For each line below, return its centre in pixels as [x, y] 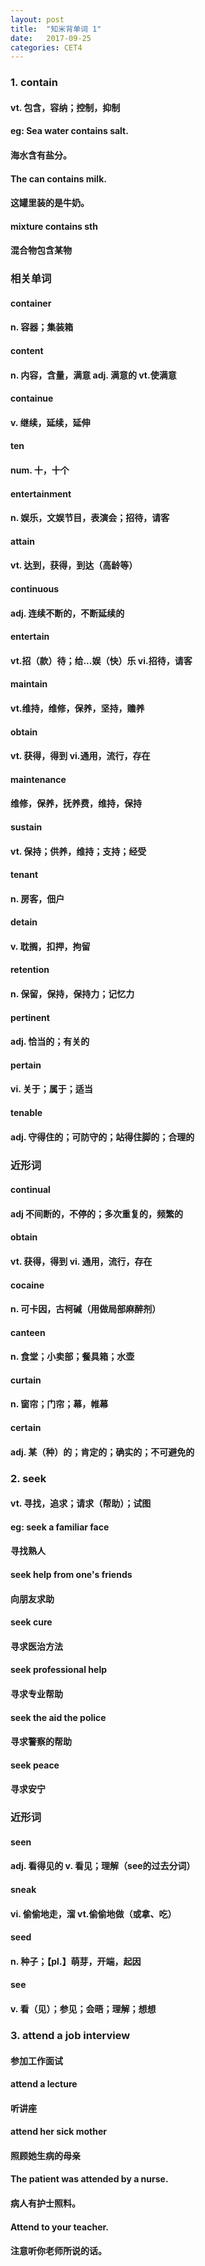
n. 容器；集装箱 [42, 327]
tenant [24, 875]
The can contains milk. [58, 178]
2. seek [28, 1478]
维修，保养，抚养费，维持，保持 [76, 803]
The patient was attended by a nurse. [89, 2179]
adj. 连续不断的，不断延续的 [67, 613]
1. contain [34, 83]
